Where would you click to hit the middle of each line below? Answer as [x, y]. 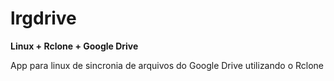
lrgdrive [43, 18]
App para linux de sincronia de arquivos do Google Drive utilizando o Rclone [167, 65]
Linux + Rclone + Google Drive [74, 46]
